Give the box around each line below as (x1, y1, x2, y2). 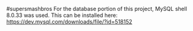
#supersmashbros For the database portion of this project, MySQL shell (6, 5, 187, 12)
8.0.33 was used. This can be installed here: (6, 12, 118, 19)
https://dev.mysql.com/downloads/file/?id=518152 (6, 18, 133, 25)
